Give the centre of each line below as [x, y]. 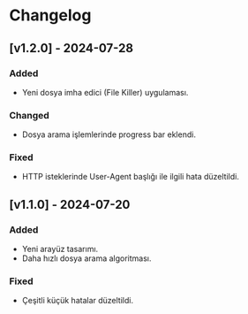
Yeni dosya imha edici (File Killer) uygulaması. [105, 92]
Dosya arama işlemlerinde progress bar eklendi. [109, 134]
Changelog [50, 15]
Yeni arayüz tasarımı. [60, 249]
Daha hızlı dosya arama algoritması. [86, 258]
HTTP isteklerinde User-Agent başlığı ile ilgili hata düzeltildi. [131, 177]
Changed [30, 115]
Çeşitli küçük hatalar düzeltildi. [78, 301]
